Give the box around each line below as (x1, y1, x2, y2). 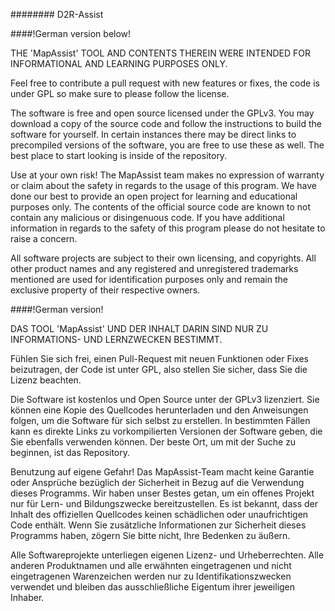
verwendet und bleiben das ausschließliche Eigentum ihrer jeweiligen (10, 581, 296, 593)
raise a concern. (10, 233, 78, 244)
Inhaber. (10, 592, 45, 603)
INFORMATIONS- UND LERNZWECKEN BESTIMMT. (10, 334, 223, 345)
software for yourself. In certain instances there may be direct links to (10, 129, 297, 140)
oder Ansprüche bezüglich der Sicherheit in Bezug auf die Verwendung (10, 477, 305, 488)
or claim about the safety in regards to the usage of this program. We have (10, 180, 317, 191)
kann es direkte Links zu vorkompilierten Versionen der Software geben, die (10, 425, 323, 437)
